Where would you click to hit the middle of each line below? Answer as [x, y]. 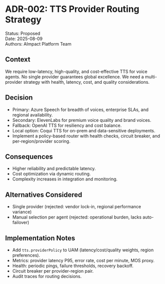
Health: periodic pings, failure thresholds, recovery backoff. [73, 266]
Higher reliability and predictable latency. [54, 169]
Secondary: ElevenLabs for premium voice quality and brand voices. [82, 120]
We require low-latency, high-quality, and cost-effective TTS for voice [76, 71]
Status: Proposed [23, 33]
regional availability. [32, 114]
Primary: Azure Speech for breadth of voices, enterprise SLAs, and [81, 110]
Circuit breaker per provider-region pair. [53, 271]
